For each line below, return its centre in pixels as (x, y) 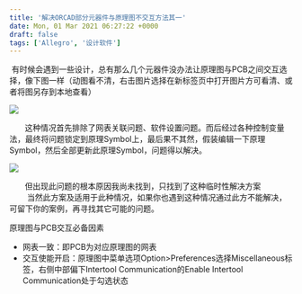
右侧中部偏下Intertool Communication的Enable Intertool (141, 270)
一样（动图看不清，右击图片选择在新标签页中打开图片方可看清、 (166, 81)
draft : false (34, 34)
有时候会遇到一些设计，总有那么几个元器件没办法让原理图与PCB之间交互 (146, 69)
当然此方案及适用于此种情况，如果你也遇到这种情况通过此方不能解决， (157, 198)
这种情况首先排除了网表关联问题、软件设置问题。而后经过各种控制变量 (155, 128)
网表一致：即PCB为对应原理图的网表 (89, 247)
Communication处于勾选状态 (75, 281)
